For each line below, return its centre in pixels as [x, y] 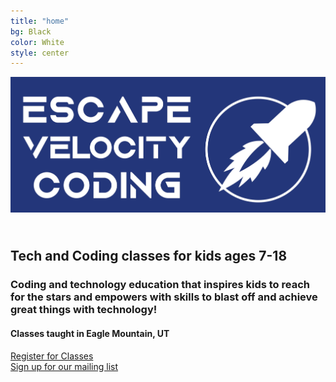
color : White [37, 42]
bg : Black [31, 31]
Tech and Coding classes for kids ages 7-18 [149, 256]
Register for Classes [52, 356]
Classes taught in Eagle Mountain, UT [90, 333]
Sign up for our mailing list [64, 366]
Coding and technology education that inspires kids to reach [160, 285]
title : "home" [40, 21]
